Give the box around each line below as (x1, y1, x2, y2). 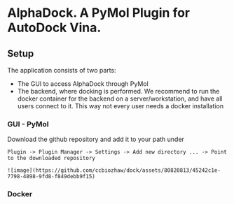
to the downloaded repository (7, 155, 96, 162)
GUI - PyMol (7, 119, 49, 129)
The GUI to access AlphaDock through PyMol (17, 80, 149, 88)
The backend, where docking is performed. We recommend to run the (17, 87, 220, 95)
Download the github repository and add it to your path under (7, 135, 184, 144)
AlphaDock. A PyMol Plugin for (7, 5, 191, 21)
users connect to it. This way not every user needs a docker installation (17, 102, 224, 110)
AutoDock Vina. (7, 20, 102, 36)
